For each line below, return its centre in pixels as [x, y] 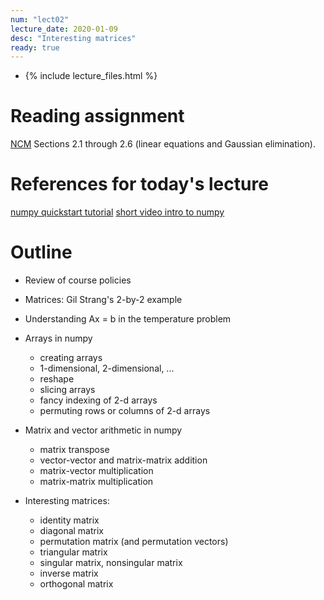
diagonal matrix [72, 531]
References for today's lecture [139, 184]
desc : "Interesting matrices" [73, 38]
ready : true [35, 47]
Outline [41, 252]
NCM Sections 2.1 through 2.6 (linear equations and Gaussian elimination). [163, 144]
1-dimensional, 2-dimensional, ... [107, 368]
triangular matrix [73, 552]
